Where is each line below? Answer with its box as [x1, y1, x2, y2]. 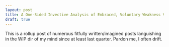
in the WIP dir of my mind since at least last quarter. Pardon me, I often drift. [5, 36, 162, 42]
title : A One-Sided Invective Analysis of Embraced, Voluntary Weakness [5, 12, 161, 17]
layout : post [5, 7, 33, 13]
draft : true [5, 17, 30, 22]
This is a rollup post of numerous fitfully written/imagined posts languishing [5, 31, 161, 37]
